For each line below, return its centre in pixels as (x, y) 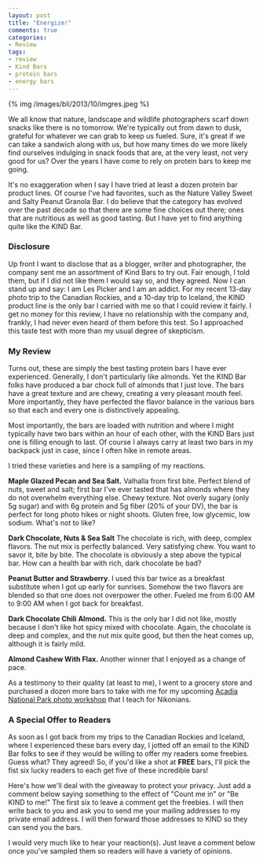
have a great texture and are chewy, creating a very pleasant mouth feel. (126, 394)
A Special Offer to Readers (60, 720)
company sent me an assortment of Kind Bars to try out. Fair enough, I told (129, 272)
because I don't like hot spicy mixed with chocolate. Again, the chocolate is (130, 628)
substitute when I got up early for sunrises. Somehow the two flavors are (126, 587)
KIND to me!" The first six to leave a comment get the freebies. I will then (126, 802)
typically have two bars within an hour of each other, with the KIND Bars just (131, 434)
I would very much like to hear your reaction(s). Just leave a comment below (132, 843)
